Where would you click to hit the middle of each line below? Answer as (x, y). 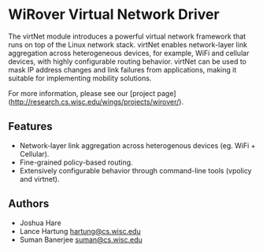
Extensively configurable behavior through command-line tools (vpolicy (135, 170)
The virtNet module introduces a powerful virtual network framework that (127, 36)
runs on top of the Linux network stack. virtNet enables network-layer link (128, 44)
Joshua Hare (40, 223)
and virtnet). (39, 179)
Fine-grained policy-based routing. (76, 162)
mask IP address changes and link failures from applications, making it (122, 69)
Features (30, 126)
